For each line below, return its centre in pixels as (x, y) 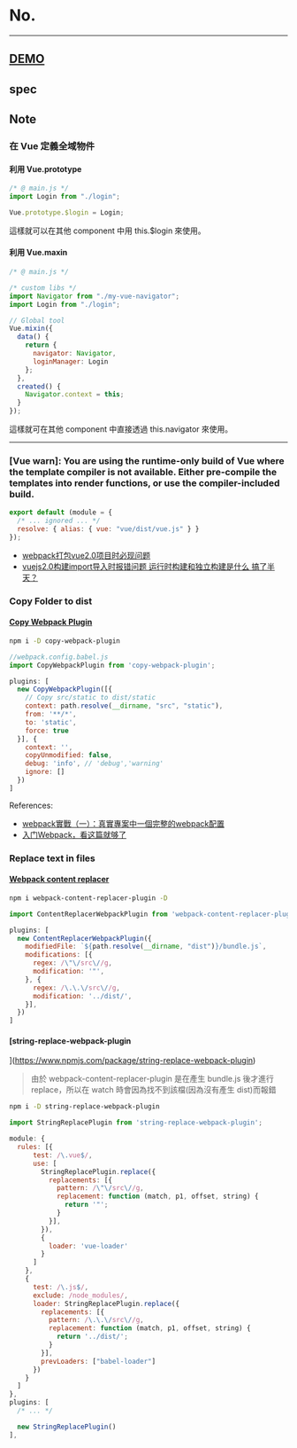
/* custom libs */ (43, 288)
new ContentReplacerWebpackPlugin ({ (84, 938)
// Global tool (37, 320)
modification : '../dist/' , (82, 996)
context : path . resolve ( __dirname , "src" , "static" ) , (124, 706)
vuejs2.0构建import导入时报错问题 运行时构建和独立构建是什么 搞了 (145, 566)
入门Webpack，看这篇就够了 (74, 834)
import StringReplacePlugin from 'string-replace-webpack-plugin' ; (136, 1123)
